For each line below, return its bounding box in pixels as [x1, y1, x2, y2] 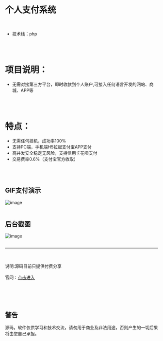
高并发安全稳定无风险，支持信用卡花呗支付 [12, 150, 98, 156]
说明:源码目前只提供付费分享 [5, 263, 62, 269]
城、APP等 [12, 87, 34, 93]
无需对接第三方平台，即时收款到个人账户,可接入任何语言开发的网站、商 [12, 81, 154, 87]
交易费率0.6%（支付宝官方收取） [12, 156, 79, 162]
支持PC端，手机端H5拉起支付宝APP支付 [12, 144, 92, 150]
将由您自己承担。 [5, 331, 39, 337]
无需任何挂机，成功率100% [12, 138, 66, 144]
